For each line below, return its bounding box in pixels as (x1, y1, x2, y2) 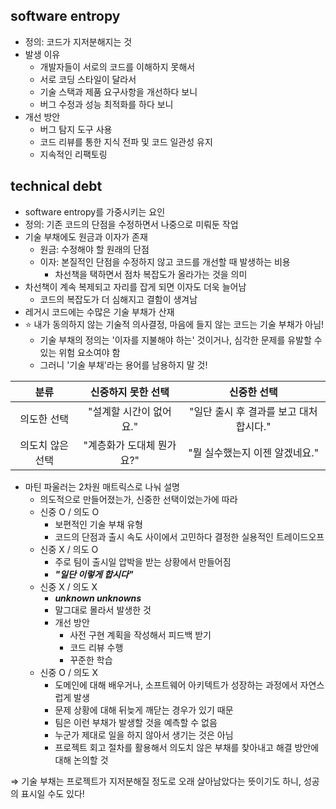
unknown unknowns (54, 592, 142, 604)
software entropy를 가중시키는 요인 (24, 205, 166, 218)
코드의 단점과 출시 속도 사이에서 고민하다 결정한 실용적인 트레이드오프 (54, 530, 325, 543)
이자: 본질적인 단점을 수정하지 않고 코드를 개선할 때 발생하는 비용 (39, 255, 291, 268)
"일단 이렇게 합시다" (54, 568, 134, 580)
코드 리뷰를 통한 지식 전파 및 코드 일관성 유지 (39, 135, 213, 148)
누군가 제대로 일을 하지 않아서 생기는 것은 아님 (54, 729, 234, 741)
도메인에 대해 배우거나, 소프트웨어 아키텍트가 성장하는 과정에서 (54, 679, 298, 691)
